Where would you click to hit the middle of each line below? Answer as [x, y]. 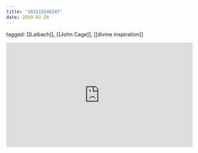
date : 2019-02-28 [28, 17]
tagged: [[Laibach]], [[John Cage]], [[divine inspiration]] [75, 34]
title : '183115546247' [34, 12]
